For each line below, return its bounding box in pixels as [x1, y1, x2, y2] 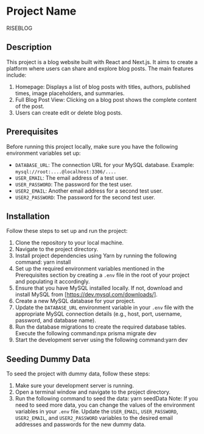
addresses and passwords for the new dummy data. [15, 421, 146, 428]
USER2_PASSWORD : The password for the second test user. [15, 193, 155, 201]
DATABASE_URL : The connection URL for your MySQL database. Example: [15, 161, 195, 168]
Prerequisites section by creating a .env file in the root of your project [15, 271, 190, 279]
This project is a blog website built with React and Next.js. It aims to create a [6, 58, 198, 65]
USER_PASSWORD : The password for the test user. [15, 180, 133, 188]
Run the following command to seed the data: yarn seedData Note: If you [15, 395, 199, 402]
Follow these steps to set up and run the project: [6, 227, 128, 235]
